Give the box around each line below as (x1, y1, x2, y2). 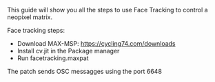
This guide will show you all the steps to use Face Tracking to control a (7, 6, 208, 14)
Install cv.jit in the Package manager (17, 47, 120, 55)
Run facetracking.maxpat (17, 54, 89, 62)
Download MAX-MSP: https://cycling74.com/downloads (17, 40, 176, 47)
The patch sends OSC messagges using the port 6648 (7, 68, 162, 75)
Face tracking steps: (7, 27, 65, 34)
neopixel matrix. (7, 13, 53, 21)
